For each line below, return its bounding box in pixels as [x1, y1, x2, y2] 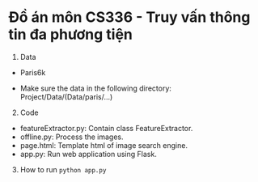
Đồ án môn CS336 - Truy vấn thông [8, 8, 251, 27]
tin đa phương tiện [8, 25, 133, 44]
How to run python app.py [19, 164, 107, 174]
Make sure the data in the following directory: [19, 83, 172, 93]
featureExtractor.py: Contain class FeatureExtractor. [19, 123, 193, 133]
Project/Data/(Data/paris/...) [19, 91, 113, 101]
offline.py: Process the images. [19, 132, 124, 142]
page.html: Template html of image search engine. [19, 140, 188, 150]
